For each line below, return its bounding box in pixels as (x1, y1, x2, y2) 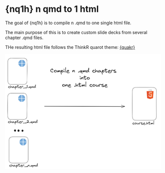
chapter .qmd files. (5, 35, 43, 41)
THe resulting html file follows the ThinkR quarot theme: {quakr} (5, 44, 135, 50)
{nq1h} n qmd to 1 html (5, 3, 99, 15)
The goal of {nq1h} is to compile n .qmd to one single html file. (5, 20, 132, 26)
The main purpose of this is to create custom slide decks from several (5, 29, 147, 35)
